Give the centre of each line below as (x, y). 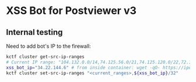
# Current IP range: (31, 62)
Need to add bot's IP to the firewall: (49, 46)
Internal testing (34, 32)
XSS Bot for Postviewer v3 (71, 11)
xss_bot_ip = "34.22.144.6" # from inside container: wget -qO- (83, 67)
